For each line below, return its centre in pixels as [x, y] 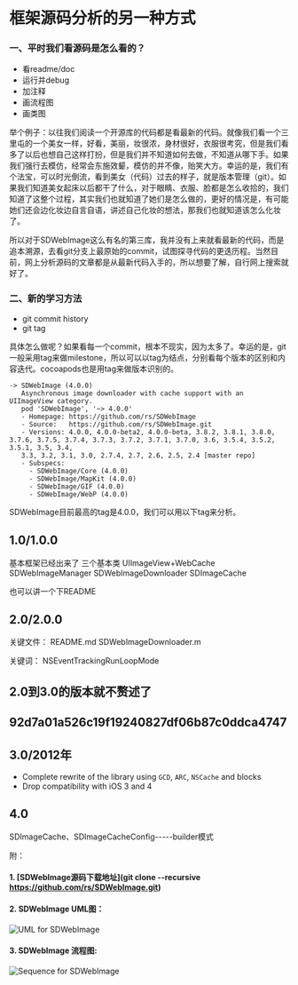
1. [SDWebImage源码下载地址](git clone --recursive [105, 878]
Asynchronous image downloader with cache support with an [132, 393]
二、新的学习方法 [46, 298]
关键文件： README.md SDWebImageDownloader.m [105, 642]
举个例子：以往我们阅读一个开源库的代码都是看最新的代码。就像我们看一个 [145, 132]
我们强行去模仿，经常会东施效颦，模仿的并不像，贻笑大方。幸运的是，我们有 [149, 166]
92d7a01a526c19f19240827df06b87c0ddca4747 [148, 723]
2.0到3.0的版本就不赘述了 [81, 691]
